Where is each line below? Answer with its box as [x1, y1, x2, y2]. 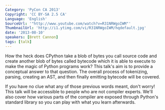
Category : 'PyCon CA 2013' [5, 7, 61, 12]
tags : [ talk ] [5, 39, 32, 44]
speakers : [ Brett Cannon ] [5, 35, 58, 40]
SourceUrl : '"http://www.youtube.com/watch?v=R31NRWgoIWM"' [5, 21, 132, 26]
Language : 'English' [5, 16, 48, 21]
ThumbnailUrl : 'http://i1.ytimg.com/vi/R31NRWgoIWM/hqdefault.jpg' [5, 26, 147, 31]
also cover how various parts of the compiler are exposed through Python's [5, 94, 159, 100]
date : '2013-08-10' [5, 30, 45, 35]
